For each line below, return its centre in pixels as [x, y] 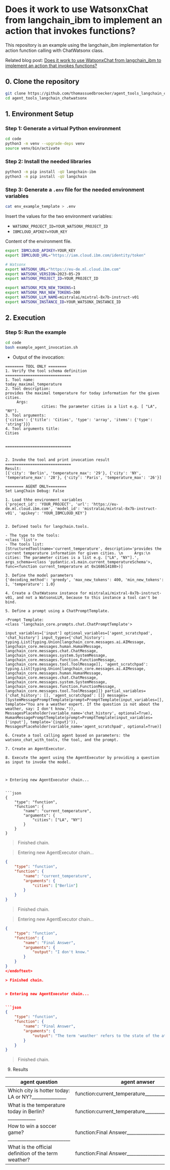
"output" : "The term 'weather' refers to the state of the [96, 1036]
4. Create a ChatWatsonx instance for [46, 593]
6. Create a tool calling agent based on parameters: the [68, 736]
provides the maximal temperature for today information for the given [82, 393]
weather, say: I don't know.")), [40, 709]
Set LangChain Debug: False [35, 491]
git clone [16, 93]
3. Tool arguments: [26, 416]
